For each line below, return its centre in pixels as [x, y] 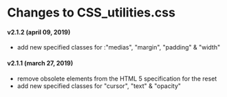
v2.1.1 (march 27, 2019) [40, 63]
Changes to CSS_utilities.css [91, 13]
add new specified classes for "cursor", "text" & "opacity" [99, 86]
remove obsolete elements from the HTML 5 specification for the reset [117, 78]
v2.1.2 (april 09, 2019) [39, 32]
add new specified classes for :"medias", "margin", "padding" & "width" [119, 47]
